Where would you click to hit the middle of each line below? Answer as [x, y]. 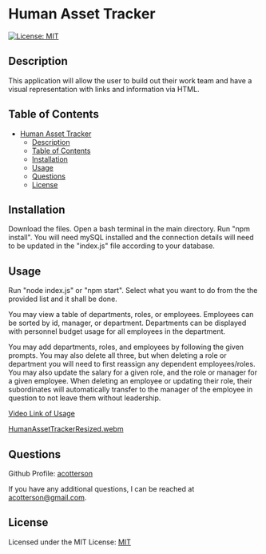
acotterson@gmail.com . [48, 498]
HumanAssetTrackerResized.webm [66, 429]
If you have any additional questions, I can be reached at [101, 489]
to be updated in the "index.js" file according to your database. [112, 246]
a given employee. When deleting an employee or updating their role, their [130, 381]
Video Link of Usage [42, 414]
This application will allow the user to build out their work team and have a [130, 80]
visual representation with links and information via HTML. [104, 89]
